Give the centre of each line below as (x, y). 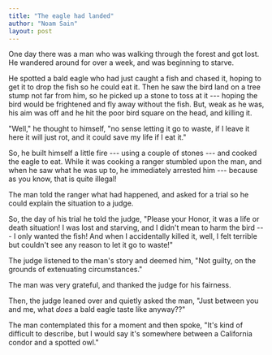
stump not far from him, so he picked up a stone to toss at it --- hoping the (133, 96)
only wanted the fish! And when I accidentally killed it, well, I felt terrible (137, 236)
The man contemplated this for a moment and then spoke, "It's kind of (126, 325)
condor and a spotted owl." (54, 343)
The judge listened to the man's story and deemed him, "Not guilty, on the (132, 261)
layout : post (30, 31)
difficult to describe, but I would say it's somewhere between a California (131, 334)
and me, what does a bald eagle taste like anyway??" (97, 310)
